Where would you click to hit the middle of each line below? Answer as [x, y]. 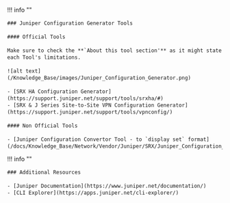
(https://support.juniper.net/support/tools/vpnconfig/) [90, 112]
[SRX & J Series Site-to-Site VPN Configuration [84, 105]
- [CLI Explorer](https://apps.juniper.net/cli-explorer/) [93, 193]
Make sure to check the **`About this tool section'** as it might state [115, 51]
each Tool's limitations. [44, 57]
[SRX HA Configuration [46, 92]
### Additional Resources [44, 172]
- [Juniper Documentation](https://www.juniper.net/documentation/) [107, 186]
